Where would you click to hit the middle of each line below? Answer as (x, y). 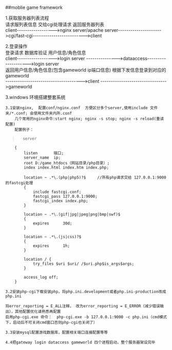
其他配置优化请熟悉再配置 (38, 312)
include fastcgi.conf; (57, 192)
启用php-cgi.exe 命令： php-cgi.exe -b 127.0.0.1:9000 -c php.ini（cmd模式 (86, 317)
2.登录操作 (16, 46)
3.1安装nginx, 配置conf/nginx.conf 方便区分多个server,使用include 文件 (82, 108)
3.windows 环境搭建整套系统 (35, 97)
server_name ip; (42, 158)
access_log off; (41, 277)
